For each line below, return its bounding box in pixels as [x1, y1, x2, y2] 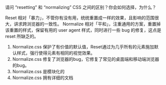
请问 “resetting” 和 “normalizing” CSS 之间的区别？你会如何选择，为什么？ [5, 4, 157, 10]
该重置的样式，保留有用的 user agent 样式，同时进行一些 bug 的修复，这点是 [5, 27, 162, 33]
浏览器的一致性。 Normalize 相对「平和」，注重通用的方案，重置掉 [26, 21, 161, 27]
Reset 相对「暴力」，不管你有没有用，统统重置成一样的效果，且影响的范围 [5, 15, 155, 21]
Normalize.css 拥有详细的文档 [12, 75, 73, 81]
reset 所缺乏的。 [5, 34, 39, 39]
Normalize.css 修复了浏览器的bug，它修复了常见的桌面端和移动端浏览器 [12, 56, 160, 62]
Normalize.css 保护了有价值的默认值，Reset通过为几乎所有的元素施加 [12, 44, 155, 49]
